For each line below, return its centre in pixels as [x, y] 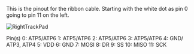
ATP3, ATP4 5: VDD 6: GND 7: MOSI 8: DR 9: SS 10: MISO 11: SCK [87, 45]
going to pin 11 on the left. [38, 15]
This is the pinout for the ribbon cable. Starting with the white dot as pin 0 [97, 9]
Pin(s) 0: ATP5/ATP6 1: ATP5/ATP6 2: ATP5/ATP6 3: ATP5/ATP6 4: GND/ [95, 38]
